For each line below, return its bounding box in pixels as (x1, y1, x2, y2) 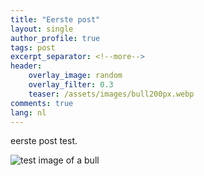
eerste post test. (10, 135, 78, 147)
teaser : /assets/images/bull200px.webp (28, 89, 195, 99)
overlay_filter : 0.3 (28, 80, 114, 90)
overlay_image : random (28, 71, 123, 81)
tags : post (10, 42, 56, 53)
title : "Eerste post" (10, 14, 101, 25)
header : (10, 61, 43, 71)
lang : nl (10, 107, 47, 118)
